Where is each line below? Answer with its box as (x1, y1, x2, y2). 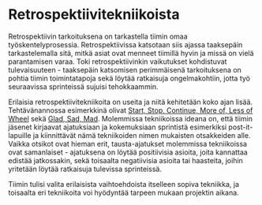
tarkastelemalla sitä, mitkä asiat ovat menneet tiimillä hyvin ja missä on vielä (8, 48, 254, 58)
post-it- (228, 122, 253, 132)
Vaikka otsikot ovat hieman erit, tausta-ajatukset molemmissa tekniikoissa (8, 139, 247, 148)
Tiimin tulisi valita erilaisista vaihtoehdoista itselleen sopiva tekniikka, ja (8, 179, 239, 188)
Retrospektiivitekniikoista (8, 6, 180, 24)
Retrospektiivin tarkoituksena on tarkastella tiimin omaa (8, 32, 188, 41)
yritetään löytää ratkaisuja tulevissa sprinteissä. (8, 164, 162, 173)
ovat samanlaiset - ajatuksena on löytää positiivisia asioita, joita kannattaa (8, 147, 249, 157)
